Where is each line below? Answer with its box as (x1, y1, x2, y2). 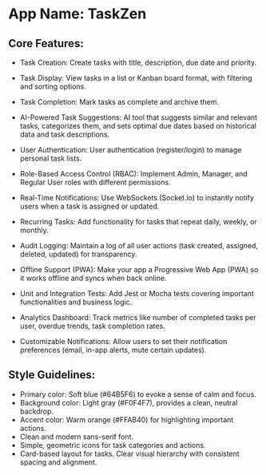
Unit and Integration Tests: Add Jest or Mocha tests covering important (19, 289, 254, 298)
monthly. (19, 225, 50, 235)
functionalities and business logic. (19, 297, 133, 307)
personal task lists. (19, 153, 82, 163)
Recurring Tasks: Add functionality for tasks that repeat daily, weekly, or (19, 217, 257, 226)
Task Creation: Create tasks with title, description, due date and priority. (19, 57, 257, 67)
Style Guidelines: (8, 368, 96, 382)
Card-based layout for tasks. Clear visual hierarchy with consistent (19, 449, 240, 458)
